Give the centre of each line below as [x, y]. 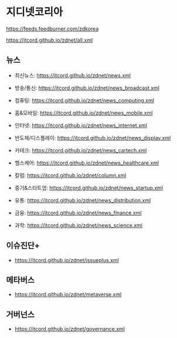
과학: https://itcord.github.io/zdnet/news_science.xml [78, 225]
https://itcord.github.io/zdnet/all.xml [50, 40]
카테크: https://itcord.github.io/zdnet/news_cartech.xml [81, 150]
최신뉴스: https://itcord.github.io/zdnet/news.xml [72, 75]
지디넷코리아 [35, 12]
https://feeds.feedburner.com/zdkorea [52, 29]
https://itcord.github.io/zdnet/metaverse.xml [68, 295]
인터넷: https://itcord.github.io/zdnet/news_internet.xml [81, 125]
